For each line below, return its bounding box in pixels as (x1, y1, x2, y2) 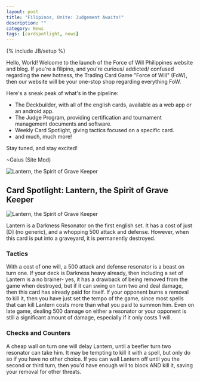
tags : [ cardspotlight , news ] (6, 31, 79, 37)
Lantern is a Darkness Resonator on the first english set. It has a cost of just (6, 222, 193, 229)
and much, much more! (14, 133, 72, 141)
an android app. (14, 108, 54, 115)
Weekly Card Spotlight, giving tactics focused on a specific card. (14, 127, 174, 134)
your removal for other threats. (6, 368, 82, 375)
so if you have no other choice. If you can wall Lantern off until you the (6, 355, 180, 362)
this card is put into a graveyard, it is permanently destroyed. (6, 234, 156, 242)
